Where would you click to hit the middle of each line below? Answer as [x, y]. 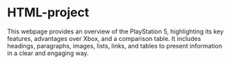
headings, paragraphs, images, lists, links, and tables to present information [115, 46]
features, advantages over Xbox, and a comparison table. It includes [104, 38]
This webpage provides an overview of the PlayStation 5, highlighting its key [115, 31]
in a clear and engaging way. [48, 53]
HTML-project [48, 13]
